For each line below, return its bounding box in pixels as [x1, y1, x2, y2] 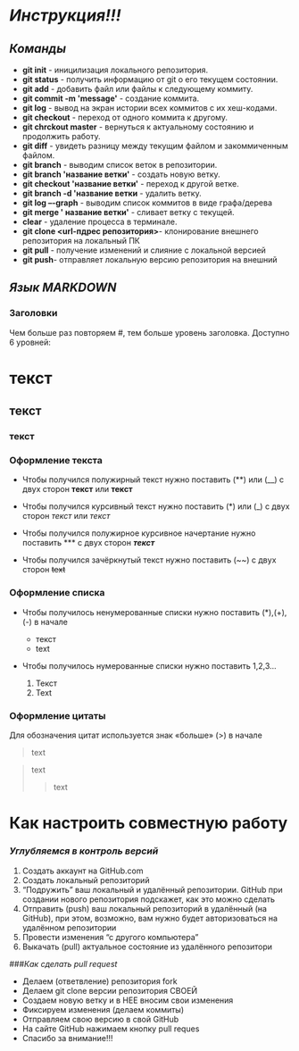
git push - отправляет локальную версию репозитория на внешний [21, 254, 278, 264]
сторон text [21, 564, 66, 575]
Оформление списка [9, 587, 105, 599]
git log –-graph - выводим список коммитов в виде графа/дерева [21, 197, 272, 208]
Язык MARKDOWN [9, 280, 117, 296]
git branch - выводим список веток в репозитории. [21, 160, 218, 170]
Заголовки [9, 307, 58, 320]
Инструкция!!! [9, 5, 122, 26]
